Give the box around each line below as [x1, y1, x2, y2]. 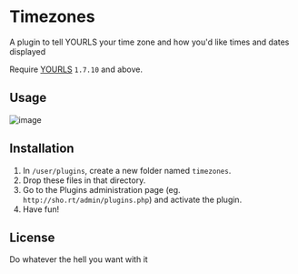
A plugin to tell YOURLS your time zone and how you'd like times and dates [9, 36, 290, 47]
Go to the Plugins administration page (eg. [22, 184, 181, 195]
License [9, 229, 55, 245]
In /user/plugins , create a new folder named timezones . [22, 165, 232, 176]
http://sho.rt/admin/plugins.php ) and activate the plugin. [22, 194, 243, 205]
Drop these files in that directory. [22, 175, 146, 186]
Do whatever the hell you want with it [9, 254, 148, 265]
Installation [9, 141, 74, 157]
